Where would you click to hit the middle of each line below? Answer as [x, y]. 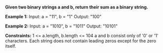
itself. [11, 46]
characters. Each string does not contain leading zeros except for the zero [81, 41]
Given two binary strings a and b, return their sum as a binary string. [77, 7]
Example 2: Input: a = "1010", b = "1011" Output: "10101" [61, 26]
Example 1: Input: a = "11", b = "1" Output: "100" [53, 16]
